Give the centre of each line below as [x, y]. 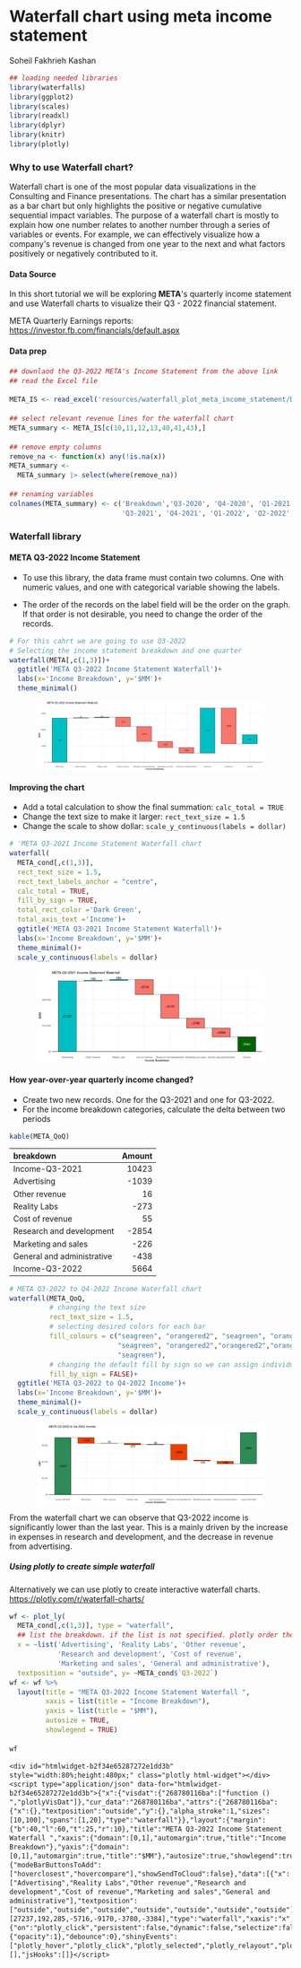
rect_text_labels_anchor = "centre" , [88, 881]
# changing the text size [97, 1308]
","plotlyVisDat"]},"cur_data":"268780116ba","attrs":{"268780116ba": [144, 1802]
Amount [137, 1156]
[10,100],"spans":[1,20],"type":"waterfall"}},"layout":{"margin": [138, 1820]
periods [36, 1118]
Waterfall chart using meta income [141, 17]
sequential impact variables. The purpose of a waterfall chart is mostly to [144, 215]
